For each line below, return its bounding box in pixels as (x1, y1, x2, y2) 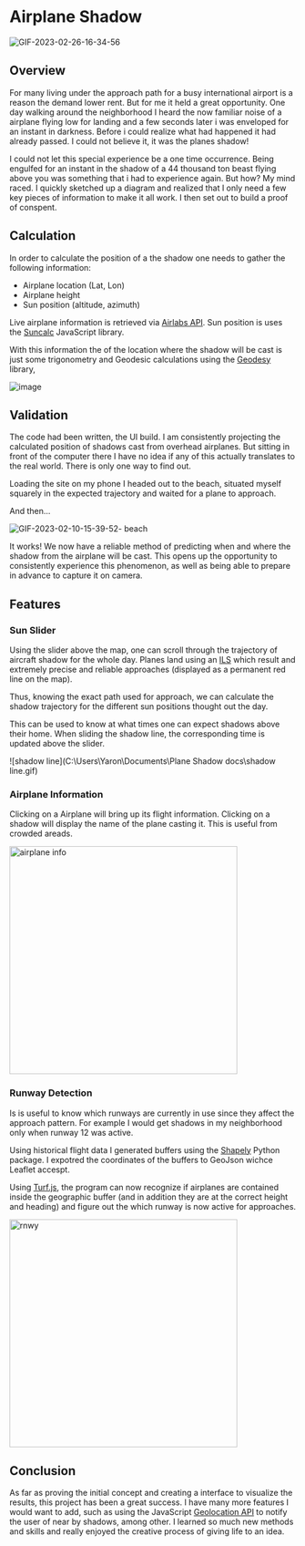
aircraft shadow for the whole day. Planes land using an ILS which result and (9, 654, 296, 665)
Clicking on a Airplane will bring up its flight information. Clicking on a (9, 809, 270, 819)
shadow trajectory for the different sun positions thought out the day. (9, 701, 269, 712)
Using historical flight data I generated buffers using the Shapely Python (9, 1144, 280, 1155)
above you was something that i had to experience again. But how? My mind (9, 172, 296, 183)
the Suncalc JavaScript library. (9, 326, 125, 337)
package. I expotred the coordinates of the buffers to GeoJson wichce (9, 1154, 273, 1165)
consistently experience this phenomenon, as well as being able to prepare (9, 561, 291, 572)
